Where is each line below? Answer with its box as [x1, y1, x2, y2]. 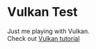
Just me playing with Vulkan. [7, 27, 90, 35]
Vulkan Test [7, 4, 78, 20]
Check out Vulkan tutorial [7, 34, 80, 42]
